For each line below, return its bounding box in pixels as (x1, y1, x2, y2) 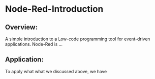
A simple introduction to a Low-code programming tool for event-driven (5, 36, 150, 42)
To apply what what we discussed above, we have (5, 68, 107, 74)
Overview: (5, 23, 38, 31)
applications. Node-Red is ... (5, 41, 63, 47)
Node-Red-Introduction (5, 3, 103, 15)
